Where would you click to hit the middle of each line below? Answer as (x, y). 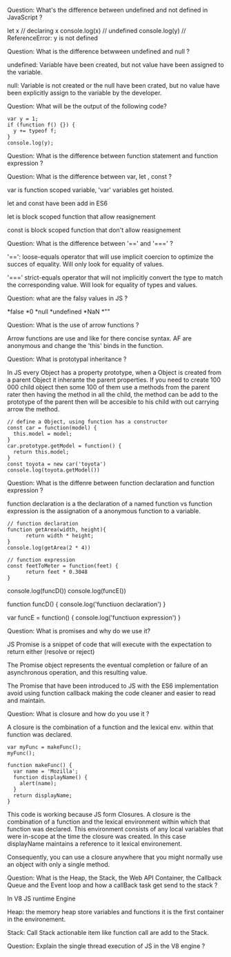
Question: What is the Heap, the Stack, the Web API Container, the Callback (114, 878)
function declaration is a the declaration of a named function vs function (110, 504)
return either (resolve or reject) (51, 651)
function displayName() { (51, 777)
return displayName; (43, 795)
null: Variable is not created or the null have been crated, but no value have (113, 85)
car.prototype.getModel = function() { (64, 446)
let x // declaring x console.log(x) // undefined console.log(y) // (97, 31)
